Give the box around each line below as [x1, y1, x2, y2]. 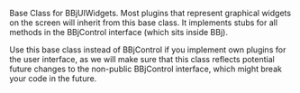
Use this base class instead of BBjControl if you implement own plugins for [9, 44, 286, 55]
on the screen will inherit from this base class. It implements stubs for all [9, 17, 277, 28]
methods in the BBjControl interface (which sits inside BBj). [9, 27, 228, 37]
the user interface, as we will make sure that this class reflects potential [9, 54, 275, 64]
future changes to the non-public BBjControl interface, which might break [9, 63, 282, 74]
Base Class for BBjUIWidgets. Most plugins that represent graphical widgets [9, 8, 291, 18]
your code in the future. [9, 73, 97, 84]
